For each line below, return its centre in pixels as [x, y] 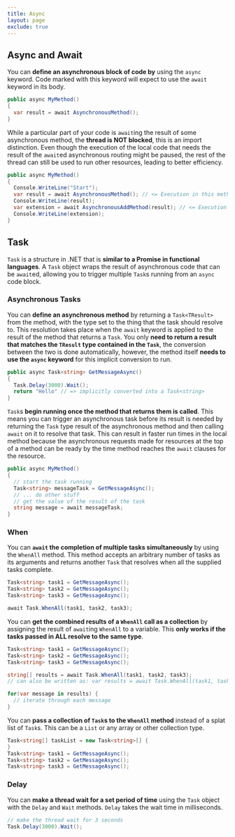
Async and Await [45, 55]
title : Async [26, 14]
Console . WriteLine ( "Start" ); [56, 188]
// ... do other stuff [47, 495]
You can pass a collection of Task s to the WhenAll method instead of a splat [116, 720]
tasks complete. [30, 570]
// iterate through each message [62, 701]
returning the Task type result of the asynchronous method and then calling [115, 427]
